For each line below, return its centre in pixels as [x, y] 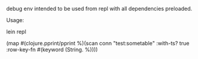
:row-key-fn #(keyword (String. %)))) [52, 49]
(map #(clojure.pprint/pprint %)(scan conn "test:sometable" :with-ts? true [98, 43]
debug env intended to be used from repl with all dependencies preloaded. [99, 9]
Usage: [15, 20]
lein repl [16, 32]
